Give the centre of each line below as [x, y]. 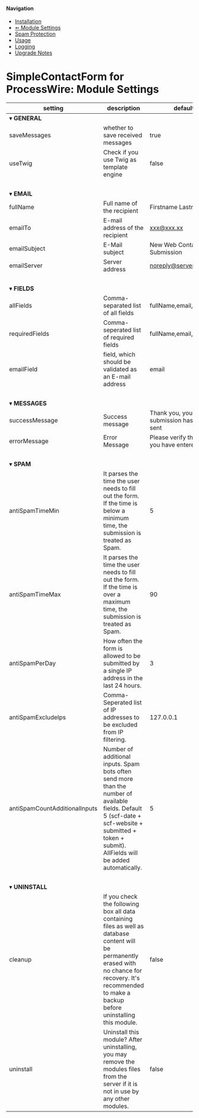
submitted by [122, 664]
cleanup [20, 960]
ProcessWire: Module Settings [83, 89]
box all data [119, 911]
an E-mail [117, 377]
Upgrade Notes [33, 53]
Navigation [20, 8]
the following [121, 904]
